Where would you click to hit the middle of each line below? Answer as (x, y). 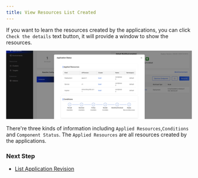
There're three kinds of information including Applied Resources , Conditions (98, 128)
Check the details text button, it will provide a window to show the (88, 36)
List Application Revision (44, 169)
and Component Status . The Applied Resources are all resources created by (97, 135)
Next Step (21, 156)
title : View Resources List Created (51, 12)
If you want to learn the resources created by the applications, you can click (98, 30)
